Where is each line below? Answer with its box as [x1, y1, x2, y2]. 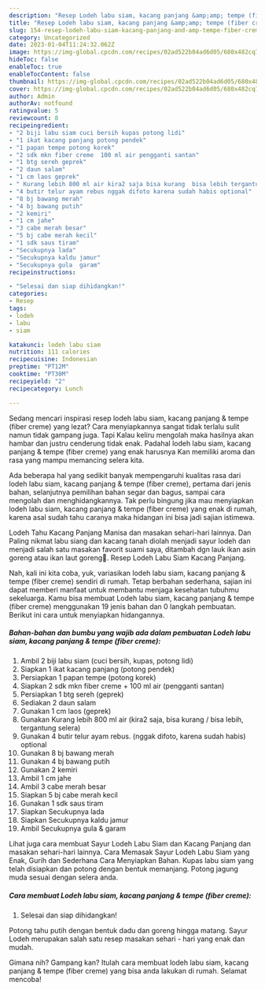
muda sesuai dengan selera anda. [9, 872, 119, 882]
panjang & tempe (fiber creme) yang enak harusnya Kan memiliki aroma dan [9, 446, 256, 456]
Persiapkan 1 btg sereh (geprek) [20, 689, 124, 699]
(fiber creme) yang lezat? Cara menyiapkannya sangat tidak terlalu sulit [9, 421, 240, 431]
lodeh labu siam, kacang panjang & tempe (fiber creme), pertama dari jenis [9, 479, 252, 488]
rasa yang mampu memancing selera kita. [9, 455, 145, 465]
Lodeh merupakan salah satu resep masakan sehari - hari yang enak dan [9, 934, 245, 943]
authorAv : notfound [9, 99, 73, 107]
